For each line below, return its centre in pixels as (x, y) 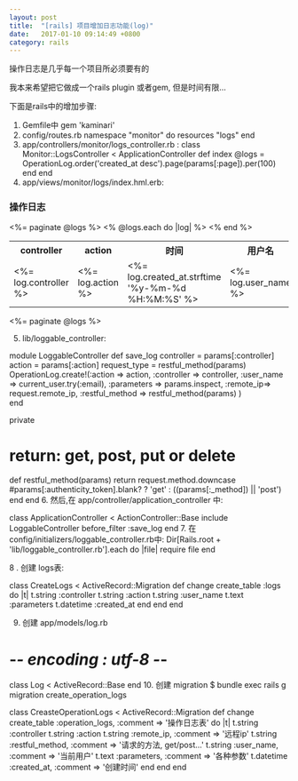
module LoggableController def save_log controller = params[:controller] (142, 355)
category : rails (39, 42)
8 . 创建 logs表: (37, 568)
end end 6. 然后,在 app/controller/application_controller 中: (116, 500)
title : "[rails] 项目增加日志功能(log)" (81, 26)
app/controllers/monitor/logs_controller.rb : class (111, 145)
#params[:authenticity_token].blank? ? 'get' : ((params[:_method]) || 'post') (145, 490)
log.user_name (261, 283)
